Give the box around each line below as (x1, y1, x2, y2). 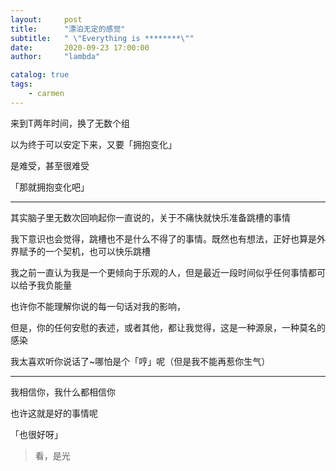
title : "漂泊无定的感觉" (10, 24, 126, 34)
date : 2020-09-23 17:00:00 (10, 42, 150, 53)
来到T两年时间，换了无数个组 (10, 117, 131, 129)
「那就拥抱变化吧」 (10, 181, 90, 193)
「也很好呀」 (10, 428, 63, 440)
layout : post (10, 14, 83, 25)
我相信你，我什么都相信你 (10, 386, 116, 398)
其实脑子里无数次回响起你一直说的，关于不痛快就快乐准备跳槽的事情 (10, 211, 291, 223)
